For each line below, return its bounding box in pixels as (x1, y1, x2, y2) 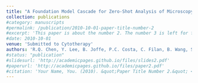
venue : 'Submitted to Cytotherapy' (6, 41, 94, 47)
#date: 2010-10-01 (6, 36, 51, 41)
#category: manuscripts (6, 19, 65, 25)
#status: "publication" (6, 52, 65, 58)
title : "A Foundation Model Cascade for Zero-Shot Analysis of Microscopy (6, 8, 194, 15)
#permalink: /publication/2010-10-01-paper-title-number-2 (6, 25, 154, 31)
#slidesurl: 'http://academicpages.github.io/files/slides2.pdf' (6, 57, 170, 63)
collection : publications (6, 14, 70, 20)
